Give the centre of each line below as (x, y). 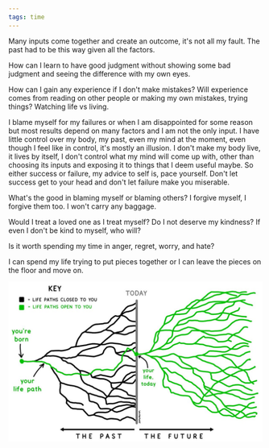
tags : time (27, 17)
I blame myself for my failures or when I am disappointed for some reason (131, 122)
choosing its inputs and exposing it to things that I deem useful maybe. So (131, 164)
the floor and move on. (46, 270)
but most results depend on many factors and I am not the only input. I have (134, 131)
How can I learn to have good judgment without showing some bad (120, 65)
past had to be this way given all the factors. (82, 49)
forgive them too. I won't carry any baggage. (83, 206)
